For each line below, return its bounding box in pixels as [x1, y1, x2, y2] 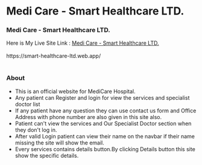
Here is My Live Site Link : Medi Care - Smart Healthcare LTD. [6, 39, 159, 47]
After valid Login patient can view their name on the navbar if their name [14, 132, 195, 140]
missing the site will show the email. [14, 139, 104, 146]
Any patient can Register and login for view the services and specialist [14, 94, 190, 101]
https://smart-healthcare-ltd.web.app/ [6, 53, 101, 60]
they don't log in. [14, 126, 57, 134]
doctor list [14, 100, 40, 108]
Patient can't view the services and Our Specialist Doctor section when [14, 120, 192, 127]
